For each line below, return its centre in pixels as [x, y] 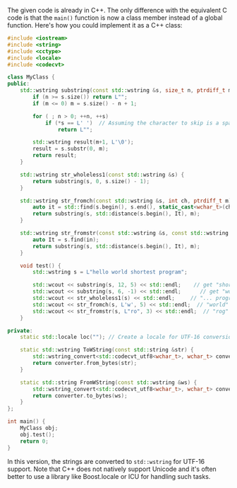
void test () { [41, 266]
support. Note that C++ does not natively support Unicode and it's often [112, 469]
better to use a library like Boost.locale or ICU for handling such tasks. [109, 476]
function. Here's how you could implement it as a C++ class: [95, 25]
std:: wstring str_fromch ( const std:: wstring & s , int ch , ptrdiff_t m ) [126, 201]
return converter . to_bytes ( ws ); [80, 395]
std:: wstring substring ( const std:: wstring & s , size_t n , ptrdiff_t [123, 91]
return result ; [55, 156]
